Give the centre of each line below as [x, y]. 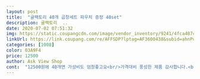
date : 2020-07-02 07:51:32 [40, 28]
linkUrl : [17, 39]
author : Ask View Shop [34, 61]
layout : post [22, 12]
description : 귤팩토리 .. [37, 23]
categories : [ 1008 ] [30, 45]
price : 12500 [22, 56]
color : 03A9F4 [24, 50]
